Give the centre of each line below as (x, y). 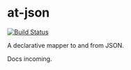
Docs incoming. (30, 59)
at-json (29, 13)
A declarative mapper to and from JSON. (65, 45)
